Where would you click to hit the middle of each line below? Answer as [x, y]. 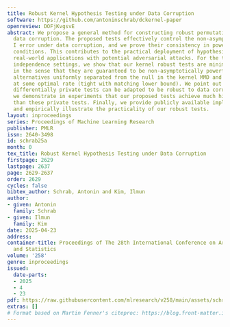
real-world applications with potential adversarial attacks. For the [116, 58]
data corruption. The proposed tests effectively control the [104, 39]
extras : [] [23, 307]
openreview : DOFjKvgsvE [41, 26]
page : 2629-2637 [30, 173]
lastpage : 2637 [29, 166]
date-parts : [30, 275]
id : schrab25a [27, 141]
